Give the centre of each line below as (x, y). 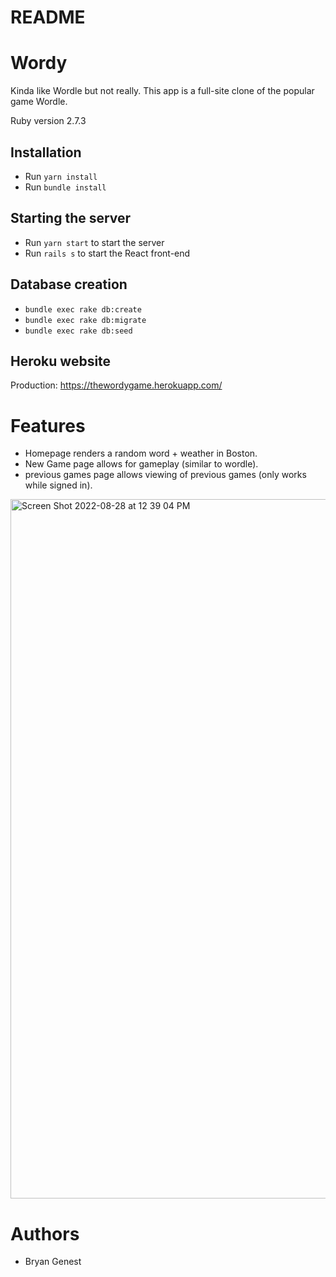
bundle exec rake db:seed (78, 331)
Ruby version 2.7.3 (48, 121)
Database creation (69, 284)
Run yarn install (61, 176)
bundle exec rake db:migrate (85, 320)
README (48, 17)
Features (48, 425)
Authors (45, 1233)
